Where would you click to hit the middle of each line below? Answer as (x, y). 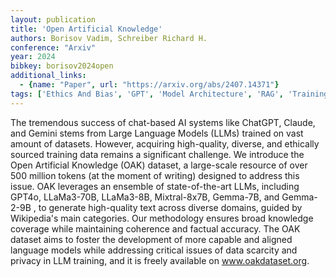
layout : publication (53, 19)
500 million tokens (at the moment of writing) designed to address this (155, 175)
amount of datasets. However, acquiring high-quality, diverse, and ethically (165, 143)
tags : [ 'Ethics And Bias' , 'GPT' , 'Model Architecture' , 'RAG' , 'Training (169, 94)
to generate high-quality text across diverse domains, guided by (170, 207)
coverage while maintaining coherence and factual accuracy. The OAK (155, 228)
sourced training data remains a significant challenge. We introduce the (157, 154)
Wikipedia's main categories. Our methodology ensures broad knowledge (162, 218)
